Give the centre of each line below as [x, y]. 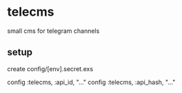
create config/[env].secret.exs [50, 68]
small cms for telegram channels [53, 31]
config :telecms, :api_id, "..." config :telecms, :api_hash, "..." [91, 82]
